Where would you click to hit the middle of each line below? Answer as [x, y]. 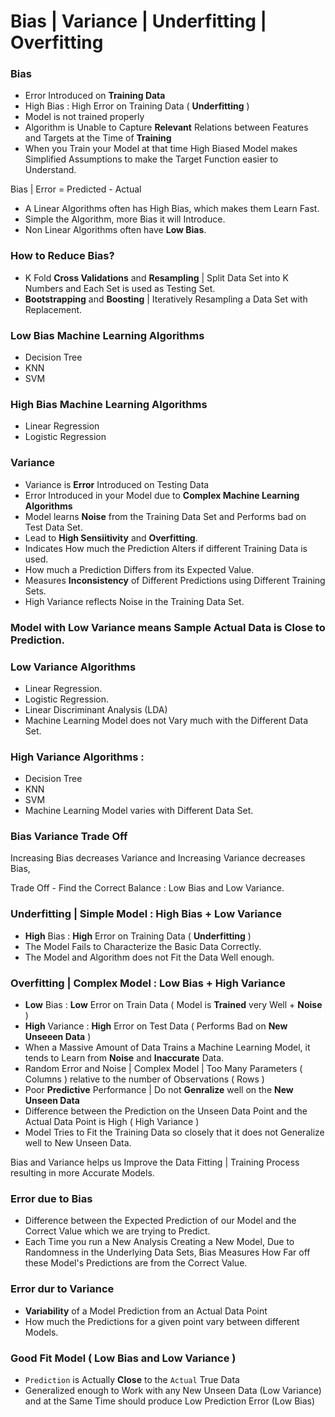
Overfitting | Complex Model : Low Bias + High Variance [148, 983]
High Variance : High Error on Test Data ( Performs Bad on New [156, 1026]
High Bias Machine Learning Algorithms [109, 404]
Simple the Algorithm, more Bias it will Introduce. [125, 219]
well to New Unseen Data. [78, 1143]
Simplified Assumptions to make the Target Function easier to [151, 159]
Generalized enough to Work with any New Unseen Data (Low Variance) [173, 1390]
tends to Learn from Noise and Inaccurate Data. [124, 1058]
